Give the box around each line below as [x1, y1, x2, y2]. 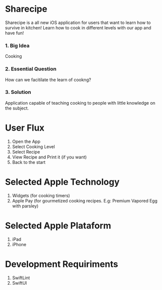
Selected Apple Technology [5, 176, 120, 187]
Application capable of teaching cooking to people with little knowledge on [5, 100, 156, 106]
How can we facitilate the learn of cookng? [5, 77, 91, 83]
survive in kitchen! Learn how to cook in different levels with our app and [5, 24, 151, 30]
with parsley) [12, 203, 39, 209]
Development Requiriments [5, 258, 119, 269]
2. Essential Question [5, 66, 57, 72]
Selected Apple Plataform [5, 220, 111, 231]
